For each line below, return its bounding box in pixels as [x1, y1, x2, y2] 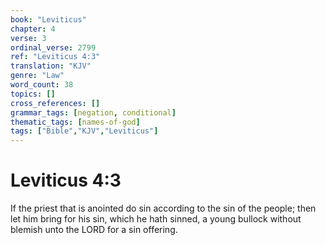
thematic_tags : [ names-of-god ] [10, 117, 141, 127]
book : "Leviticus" [10, 14, 87, 25]
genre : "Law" [10, 71, 65, 81]
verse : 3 [10, 33, 47, 43]
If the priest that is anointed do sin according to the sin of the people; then [10, 202, 317, 215]
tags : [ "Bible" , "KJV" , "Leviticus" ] [10, 126, 159, 136]
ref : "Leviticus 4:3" [10, 52, 101, 62]
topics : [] [10, 89, 56, 99]
